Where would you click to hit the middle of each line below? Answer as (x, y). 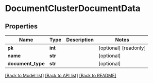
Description (80, 40)
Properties (21, 26)
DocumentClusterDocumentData (73, 8)
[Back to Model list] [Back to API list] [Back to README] (61, 76)
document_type (26, 63)
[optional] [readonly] (122, 48)
